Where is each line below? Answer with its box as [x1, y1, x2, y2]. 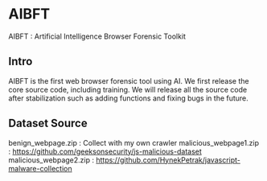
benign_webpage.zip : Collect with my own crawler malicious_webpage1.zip [8, 138, 260, 147]
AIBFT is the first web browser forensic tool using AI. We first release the [8, 76, 249, 85]
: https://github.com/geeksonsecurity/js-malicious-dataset [8, 146, 203, 156]
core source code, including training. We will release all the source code [8, 84, 248, 94]
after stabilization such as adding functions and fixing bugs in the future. [8, 93, 249, 103]
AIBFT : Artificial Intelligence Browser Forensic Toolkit [8, 31, 187, 41]
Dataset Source [8, 117, 88, 130]
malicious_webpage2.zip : [8, 154, 95, 165]
